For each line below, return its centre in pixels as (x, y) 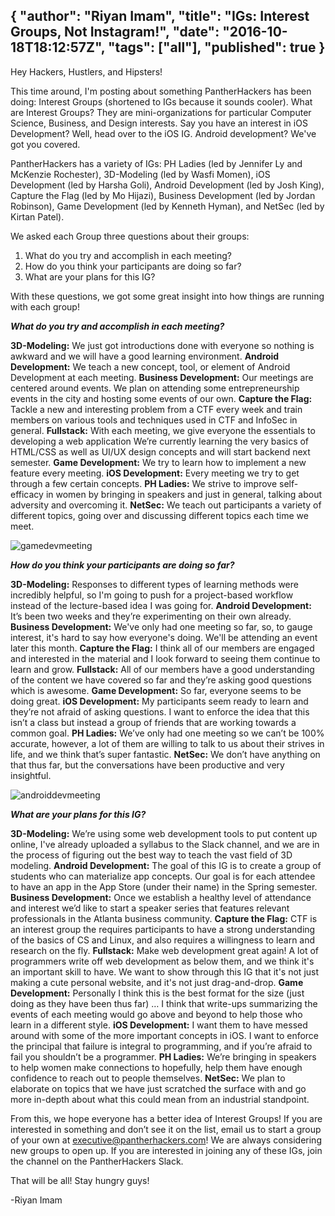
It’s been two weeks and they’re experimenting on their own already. (151, 616)
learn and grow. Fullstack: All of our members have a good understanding (162, 669)
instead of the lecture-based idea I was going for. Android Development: (161, 605)
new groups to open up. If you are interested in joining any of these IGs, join (166, 1150)
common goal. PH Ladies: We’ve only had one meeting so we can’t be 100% (167, 733)
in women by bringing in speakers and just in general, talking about (184, 494)
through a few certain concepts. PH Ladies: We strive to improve (144, 483)
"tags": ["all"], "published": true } (217, 47)
